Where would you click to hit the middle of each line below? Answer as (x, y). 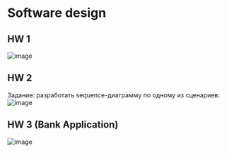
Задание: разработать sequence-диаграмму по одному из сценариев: (114, 95)
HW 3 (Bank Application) (63, 125)
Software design (57, 13)
